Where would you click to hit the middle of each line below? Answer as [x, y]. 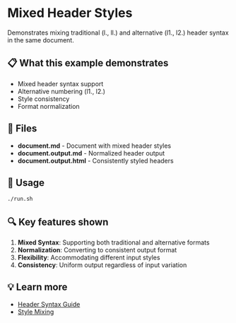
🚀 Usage [26, 183]
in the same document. [41, 40]
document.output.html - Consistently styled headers [96, 160]
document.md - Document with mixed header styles [94, 146]
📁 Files [22, 129]
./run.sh [20, 199]
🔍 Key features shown [58, 222]
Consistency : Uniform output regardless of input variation [102, 265]
